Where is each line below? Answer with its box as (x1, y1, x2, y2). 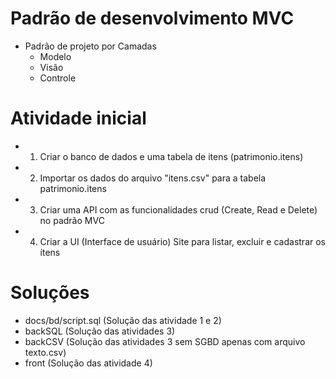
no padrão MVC (39, 214, 105, 226)
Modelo (39, 50, 72, 62)
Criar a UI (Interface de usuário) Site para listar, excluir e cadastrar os (39, 235, 326, 247)
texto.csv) (24, 346, 67, 358)
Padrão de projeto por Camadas (24, 40, 157, 52)
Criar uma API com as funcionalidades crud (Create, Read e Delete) (39, 203, 318, 216)
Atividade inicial (10, 107, 147, 130)
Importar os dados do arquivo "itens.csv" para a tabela (39, 172, 267, 184)
